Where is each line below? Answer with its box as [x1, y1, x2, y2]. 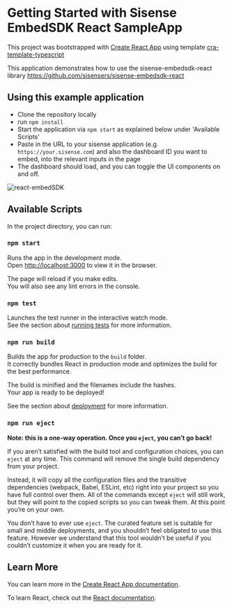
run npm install [17, 117, 64, 126]
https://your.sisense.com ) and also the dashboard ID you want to [17, 147, 208, 155]
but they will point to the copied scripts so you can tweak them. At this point [7, 498, 225, 506]
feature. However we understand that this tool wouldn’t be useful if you [7, 533, 211, 542]
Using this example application [7, 92, 144, 103]
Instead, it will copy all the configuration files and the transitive [7, 475, 187, 484]
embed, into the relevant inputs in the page [17, 155, 141, 163]
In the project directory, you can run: [7, 222, 112, 230]
